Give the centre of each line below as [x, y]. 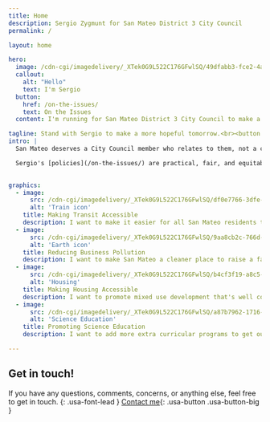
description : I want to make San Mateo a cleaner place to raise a [138, 260]
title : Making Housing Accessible [80, 290]
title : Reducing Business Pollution [84, 252]
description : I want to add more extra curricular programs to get [138, 335]
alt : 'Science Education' [73, 319]
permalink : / [30, 30]
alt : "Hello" [45, 82]
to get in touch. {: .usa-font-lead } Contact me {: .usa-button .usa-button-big [134, 401]
